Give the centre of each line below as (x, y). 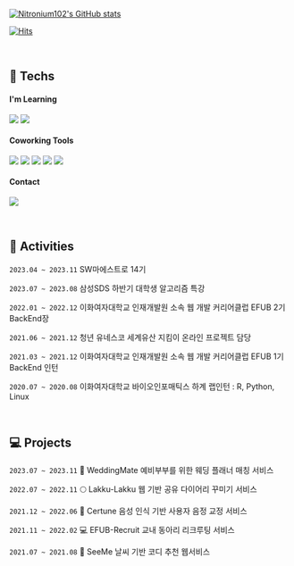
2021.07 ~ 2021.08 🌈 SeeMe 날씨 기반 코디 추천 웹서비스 (110, 551)
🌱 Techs (32, 76)
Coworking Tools (42, 141)
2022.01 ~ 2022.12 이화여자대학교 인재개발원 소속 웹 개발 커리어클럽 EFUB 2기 (147, 307)
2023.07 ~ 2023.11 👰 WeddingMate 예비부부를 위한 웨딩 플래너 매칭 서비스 (142, 470)
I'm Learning (34, 99)
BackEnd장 (29, 318)
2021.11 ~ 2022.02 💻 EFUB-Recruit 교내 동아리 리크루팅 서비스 (122, 529)
